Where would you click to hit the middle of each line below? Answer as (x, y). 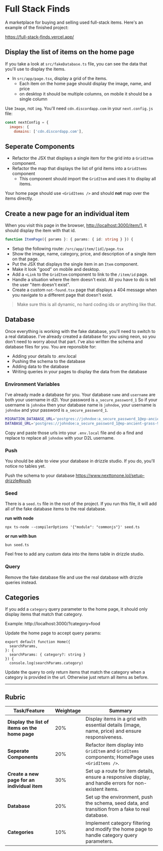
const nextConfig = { (27, 122)
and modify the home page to (119, 829)
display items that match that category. (44, 615)
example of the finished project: (37, 27)
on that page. (25, 259)
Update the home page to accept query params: (53, 633)
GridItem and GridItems (112, 751)
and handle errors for (110, 783)
